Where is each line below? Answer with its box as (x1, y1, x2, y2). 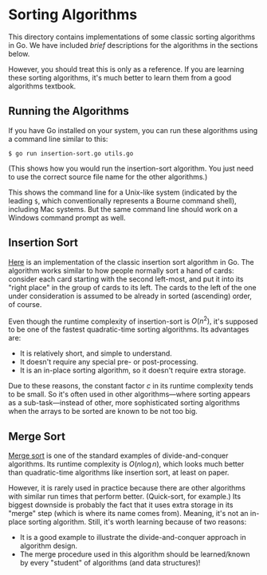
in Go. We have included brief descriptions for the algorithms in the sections (8, 40, 258, 49)
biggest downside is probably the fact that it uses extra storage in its (8, 500, 234, 510)
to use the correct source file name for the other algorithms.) (8, 171, 208, 181)
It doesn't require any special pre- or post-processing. (19, 357, 198, 367)
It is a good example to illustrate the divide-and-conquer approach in (19, 533, 246, 542)
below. (8, 49, 30, 58)
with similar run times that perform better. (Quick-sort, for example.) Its (8, 492, 241, 502)
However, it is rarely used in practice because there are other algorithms (8, 483, 245, 493)
